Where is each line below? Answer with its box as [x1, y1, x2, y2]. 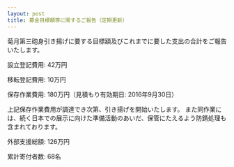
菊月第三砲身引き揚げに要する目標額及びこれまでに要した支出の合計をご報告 [7, 36, 227, 45]
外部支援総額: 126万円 [7, 137, 70, 145]
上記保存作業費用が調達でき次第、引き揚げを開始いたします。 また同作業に [7, 105, 222, 113]
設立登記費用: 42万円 [7, 60, 68, 68]
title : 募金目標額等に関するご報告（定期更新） [7, 17, 128, 24]
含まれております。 [7, 122, 61, 131]
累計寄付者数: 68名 [7, 152, 61, 161]
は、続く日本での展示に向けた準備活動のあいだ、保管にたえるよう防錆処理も [7, 113, 227, 122]
